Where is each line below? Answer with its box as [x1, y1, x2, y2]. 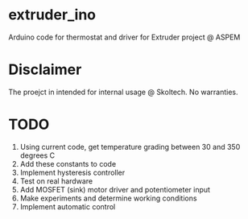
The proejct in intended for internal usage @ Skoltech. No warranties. [8, 87, 238, 97]
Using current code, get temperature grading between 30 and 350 [19, 142, 241, 151]
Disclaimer [8, 60, 82, 79]
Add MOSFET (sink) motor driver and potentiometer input [19, 184, 211, 194]
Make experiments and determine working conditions [19, 193, 197, 203]
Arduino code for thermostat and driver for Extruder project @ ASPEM [8, 32, 241, 42]
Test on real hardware [19, 176, 93, 186]
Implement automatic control [19, 201, 116, 211]
